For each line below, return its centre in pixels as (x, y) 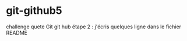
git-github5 (34, 11)
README (17, 32)
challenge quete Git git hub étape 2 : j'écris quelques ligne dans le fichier (94, 27)
